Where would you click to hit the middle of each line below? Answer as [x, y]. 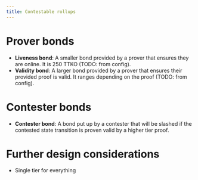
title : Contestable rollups [41, 12]
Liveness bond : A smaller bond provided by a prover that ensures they [102, 58]
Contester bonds [49, 107]
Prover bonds [40, 41]
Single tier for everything [45, 170]
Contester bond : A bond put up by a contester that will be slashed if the [103, 123]
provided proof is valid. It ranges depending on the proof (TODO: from [101, 77]
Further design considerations [83, 154]
